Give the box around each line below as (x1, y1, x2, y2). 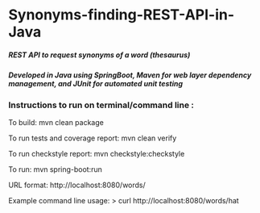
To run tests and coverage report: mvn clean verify (8, 133, 177, 143)
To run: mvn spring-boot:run (8, 164, 103, 174)
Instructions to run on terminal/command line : (8, 99, 195, 111)
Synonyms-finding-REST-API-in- (8, 6, 235, 24)
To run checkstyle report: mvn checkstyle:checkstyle (8, 148, 185, 158)
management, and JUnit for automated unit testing (8, 79, 184, 89)
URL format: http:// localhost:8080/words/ (8, 180, 147, 190)
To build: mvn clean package (8, 117, 105, 127)
